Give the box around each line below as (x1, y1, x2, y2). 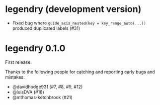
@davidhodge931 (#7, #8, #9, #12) (12, 84, 83, 90)
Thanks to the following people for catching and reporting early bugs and (5, 69, 155, 75)
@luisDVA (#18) (12, 89, 45, 95)
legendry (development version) (5, 3, 142, 15)
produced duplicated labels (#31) (12, 25, 80, 31)
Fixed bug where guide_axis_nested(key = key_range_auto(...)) (12, 20, 146, 26)
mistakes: (5, 74, 25, 80)
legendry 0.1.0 (5, 43, 66, 54)
